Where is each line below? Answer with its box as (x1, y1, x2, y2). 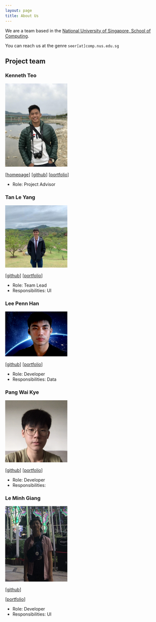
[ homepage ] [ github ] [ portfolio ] (5, 171, 70, 177)
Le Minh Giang (5, 494, 41, 501)
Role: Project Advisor (12, 181, 56, 187)
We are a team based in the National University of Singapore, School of (5, 27, 151, 33)
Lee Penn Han (5, 300, 39, 307)
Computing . (5, 33, 29, 39)
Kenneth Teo (5, 72, 37, 79)
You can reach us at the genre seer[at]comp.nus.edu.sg (5, 42, 119, 48)
